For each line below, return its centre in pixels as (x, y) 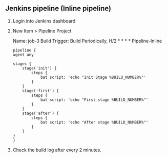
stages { (22, 64)
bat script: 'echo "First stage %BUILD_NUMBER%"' (94, 100)
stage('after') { (40, 113)
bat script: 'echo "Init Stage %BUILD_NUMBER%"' (93, 77)
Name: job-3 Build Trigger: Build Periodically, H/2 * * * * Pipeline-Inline (87, 41)
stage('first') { (40, 91)
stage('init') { (39, 68)
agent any (23, 55)
